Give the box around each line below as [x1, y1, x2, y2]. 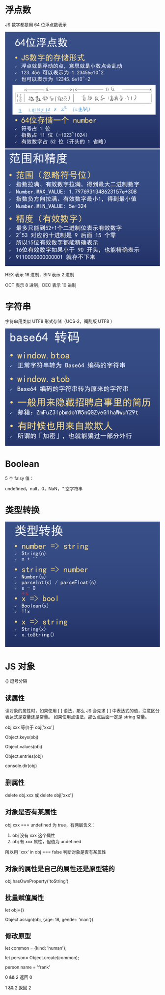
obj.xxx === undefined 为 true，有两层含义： [5, 822, 97, 828]
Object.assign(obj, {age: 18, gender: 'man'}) [5, 916, 94, 922]
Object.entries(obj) [5, 753, 43, 759]
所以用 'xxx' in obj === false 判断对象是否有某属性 [5, 849, 107, 855]
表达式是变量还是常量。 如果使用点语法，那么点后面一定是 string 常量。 [5, 714, 150, 720]
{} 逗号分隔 [5, 678, 27, 684]
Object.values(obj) [5, 744, 43, 750]
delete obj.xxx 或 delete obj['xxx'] [5, 792, 73, 798]
